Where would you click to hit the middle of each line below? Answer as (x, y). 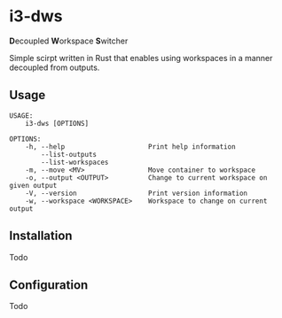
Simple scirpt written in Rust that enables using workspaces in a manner (141, 58)
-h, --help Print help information (131, 147)
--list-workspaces (75, 162)
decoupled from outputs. (55, 67)
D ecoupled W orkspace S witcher (69, 41)
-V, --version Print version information (137, 193)
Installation (41, 236)
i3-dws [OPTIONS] (57, 123)
